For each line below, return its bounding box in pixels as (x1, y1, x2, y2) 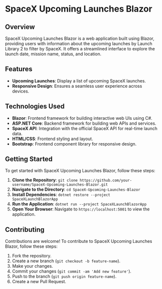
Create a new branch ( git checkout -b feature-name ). (12, 258, 121, 264)
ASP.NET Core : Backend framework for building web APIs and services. (12, 120, 157, 126)
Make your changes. (12, 263, 53, 269)
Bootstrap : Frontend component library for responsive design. (12, 141, 137, 146)
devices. (12, 88, 30, 94)
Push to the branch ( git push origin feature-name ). (12, 273, 117, 279)
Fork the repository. (12, 253, 52, 259)
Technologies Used (5, 102, 65, 111)
